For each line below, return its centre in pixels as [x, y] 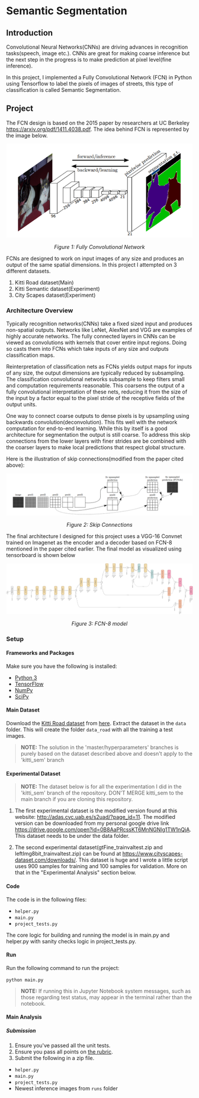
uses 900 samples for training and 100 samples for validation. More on [101, 866]
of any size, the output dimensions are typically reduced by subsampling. [95, 373]
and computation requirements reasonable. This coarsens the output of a [95, 385]
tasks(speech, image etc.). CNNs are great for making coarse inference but [98, 53]
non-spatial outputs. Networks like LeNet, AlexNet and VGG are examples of [99, 329]
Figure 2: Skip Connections [99, 524]
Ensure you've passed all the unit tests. [62, 1046]
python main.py [25, 980]
